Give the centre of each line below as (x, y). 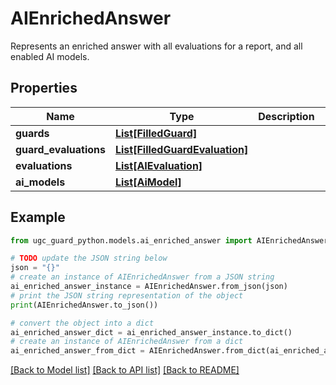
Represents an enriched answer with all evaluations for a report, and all (156, 46)
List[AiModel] (148, 182)
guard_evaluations (60, 149)
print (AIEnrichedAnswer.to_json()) (84, 305)
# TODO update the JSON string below (89, 258)
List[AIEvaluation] (158, 165)
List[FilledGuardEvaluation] (181, 149)
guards (32, 133)
